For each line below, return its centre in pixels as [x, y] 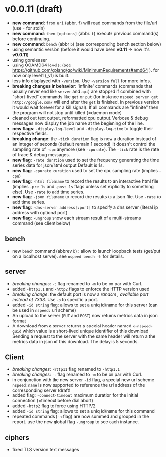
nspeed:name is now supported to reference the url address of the [79, 385]
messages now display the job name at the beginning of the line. [78, 123]
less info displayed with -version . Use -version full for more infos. [82, 81]
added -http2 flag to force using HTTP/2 [54, 406]
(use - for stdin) [28, 28]
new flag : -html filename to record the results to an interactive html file [85, 181]
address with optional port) [40, 212]
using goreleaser [29, 60]
